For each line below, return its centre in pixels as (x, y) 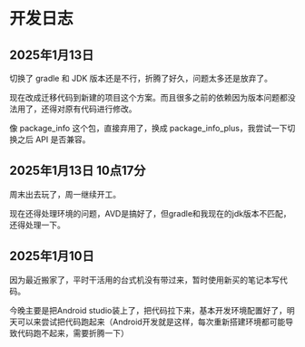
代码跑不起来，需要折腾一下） (73, 333)
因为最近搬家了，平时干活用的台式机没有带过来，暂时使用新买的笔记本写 (144, 280)
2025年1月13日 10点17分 (78, 171)
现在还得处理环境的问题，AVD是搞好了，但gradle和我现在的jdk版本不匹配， (150, 213)
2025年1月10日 (52, 256)
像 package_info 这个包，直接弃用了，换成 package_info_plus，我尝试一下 (148, 128)
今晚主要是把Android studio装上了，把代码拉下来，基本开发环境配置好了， (148, 310)
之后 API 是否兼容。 (54, 140)
